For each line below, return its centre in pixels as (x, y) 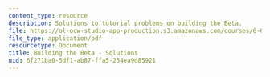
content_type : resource (48, 16)
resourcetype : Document (48, 46)
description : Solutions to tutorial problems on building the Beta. (125, 23)
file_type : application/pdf (55, 38)
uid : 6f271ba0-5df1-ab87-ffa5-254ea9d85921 (82, 61)
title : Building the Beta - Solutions (73, 53)
